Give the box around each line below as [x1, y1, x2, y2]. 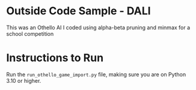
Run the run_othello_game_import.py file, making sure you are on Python [6, 70, 186, 78]
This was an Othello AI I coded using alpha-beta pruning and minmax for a [6, 24, 191, 31]
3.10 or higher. [6, 77, 41, 84]
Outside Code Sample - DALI [6, 4, 152, 18]
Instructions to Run [6, 51, 104, 65]
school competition [6, 30, 54, 37]
